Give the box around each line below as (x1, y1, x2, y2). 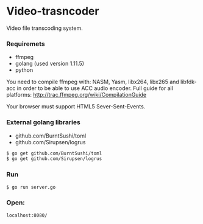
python (15, 66, 34, 74)
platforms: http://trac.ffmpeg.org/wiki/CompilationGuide (6, 91, 147, 99)
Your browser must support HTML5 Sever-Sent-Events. (6, 103, 146, 110)
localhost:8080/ (6, 212, 48, 219)
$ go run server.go (6, 184, 56, 190)
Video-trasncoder (6, 4, 99, 18)
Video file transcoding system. (6, 24, 84, 32)
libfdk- (180, 78, 197, 86)
